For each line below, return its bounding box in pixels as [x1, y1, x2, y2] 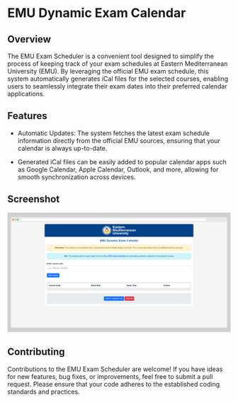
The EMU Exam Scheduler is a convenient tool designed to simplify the [7, 52, 215, 60]
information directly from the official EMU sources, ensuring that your [17, 136, 221, 144]
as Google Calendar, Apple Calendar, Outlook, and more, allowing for [17, 165, 219, 174]
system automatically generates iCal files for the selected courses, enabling [7, 74, 229, 83]
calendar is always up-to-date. [17, 144, 108, 152]
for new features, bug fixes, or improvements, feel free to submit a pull [7, 372, 213, 380]
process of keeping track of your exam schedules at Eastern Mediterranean [7, 59, 228, 68]
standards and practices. [7, 387, 80, 396]
